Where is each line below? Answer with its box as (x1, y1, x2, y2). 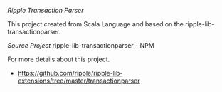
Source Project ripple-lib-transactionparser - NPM (7, 41, 154, 49)
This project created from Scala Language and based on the (7, 20, 184, 28)
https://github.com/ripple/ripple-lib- (17, 69, 123, 77)
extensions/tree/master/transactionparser (17, 76, 140, 85)
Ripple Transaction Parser (7, 6, 84, 14)
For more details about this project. (7, 55, 110, 63)
